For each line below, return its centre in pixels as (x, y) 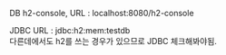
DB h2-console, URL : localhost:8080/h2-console (102, 13)
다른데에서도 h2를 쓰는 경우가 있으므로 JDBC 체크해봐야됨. (113, 41)
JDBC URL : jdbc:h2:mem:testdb (70, 30)
